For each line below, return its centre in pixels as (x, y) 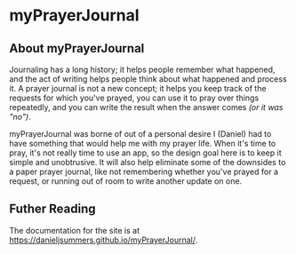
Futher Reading (52, 209)
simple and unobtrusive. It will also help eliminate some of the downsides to (148, 162)
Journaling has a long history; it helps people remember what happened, (142, 69)
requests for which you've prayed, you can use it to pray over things (134, 98)
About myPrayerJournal (77, 48)
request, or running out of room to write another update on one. (126, 181)
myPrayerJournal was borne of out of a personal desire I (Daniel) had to (140, 134)
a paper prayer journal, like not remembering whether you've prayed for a (144, 171)
